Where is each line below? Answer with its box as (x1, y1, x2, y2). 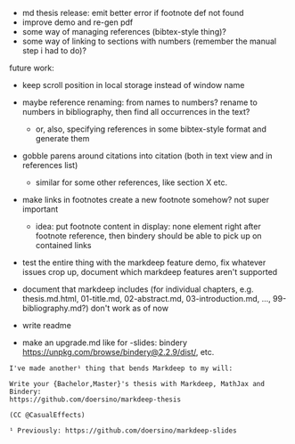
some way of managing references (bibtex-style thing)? (21, 27, 227, 36)
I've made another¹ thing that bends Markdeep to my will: (9, 364, 234, 373)
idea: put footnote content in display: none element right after (35, 222, 261, 231)
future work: (9, 62, 55, 73)
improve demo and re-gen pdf (21, 17, 134, 28)
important (21, 204, 59, 214)
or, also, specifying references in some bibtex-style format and (35, 124, 267, 134)
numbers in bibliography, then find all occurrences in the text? (21, 107, 250, 117)
